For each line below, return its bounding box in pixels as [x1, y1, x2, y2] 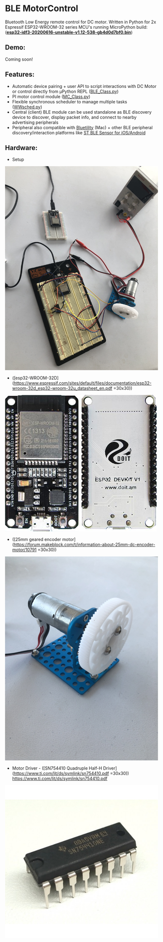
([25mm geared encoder [12, 537, 62, 542]
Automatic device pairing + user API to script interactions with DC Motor [12, 83, 157, 89]
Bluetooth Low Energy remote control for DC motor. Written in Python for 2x [5, 19, 156, 25]
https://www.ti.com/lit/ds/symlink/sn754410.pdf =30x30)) [14, 771, 130, 776]
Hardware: [5, 144, 38, 152]
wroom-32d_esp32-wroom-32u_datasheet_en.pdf [12, 386, 113, 391]
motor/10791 [12, 547, 37, 553]
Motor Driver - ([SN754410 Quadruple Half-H [12, 765, 102, 771]
